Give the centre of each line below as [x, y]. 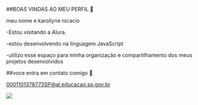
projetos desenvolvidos [35, 61]
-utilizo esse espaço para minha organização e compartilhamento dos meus [99, 55]
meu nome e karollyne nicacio [43, 20]
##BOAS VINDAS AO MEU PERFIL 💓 [50, 9]
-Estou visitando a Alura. [36, 32]
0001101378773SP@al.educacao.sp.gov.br [58, 84]
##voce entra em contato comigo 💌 [50, 73]
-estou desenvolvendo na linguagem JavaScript [65, 44]
